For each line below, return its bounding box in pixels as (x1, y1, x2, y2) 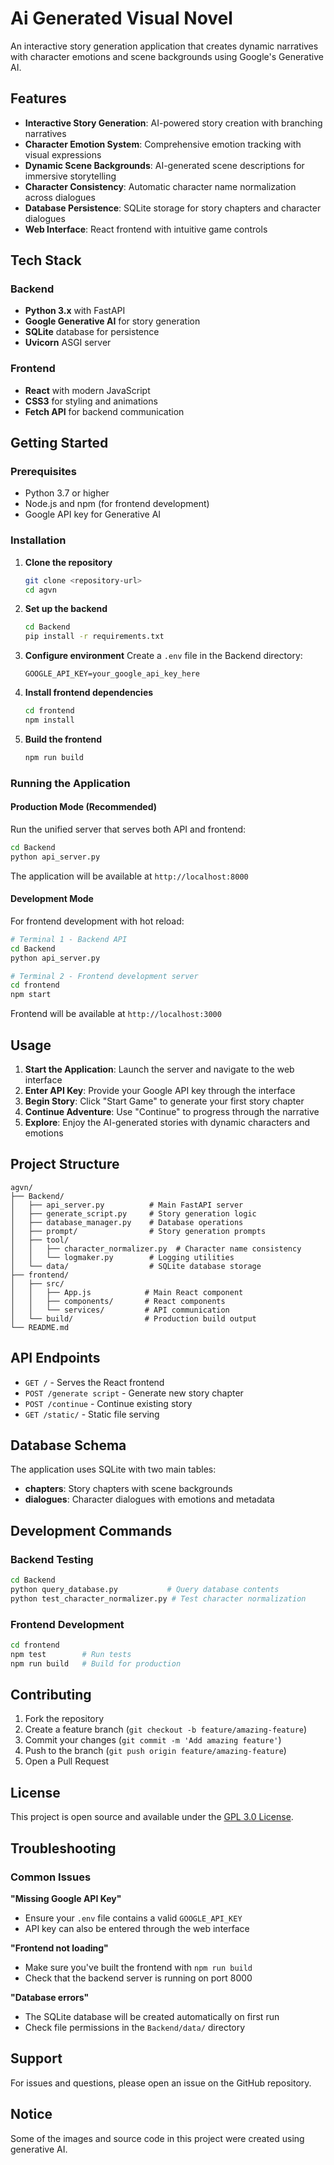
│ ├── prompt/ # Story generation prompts (10, 1226, 267, 1236)
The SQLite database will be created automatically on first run (24, 2010, 280, 2022)
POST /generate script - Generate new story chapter (24, 1387, 244, 1399)
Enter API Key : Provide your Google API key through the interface (24, 1084, 296, 1096)
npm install (24, 715, 75, 726)
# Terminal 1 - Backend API (10, 934, 128, 944)
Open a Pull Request (24, 1755, 110, 1767)
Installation (10, 533, 67, 547)
